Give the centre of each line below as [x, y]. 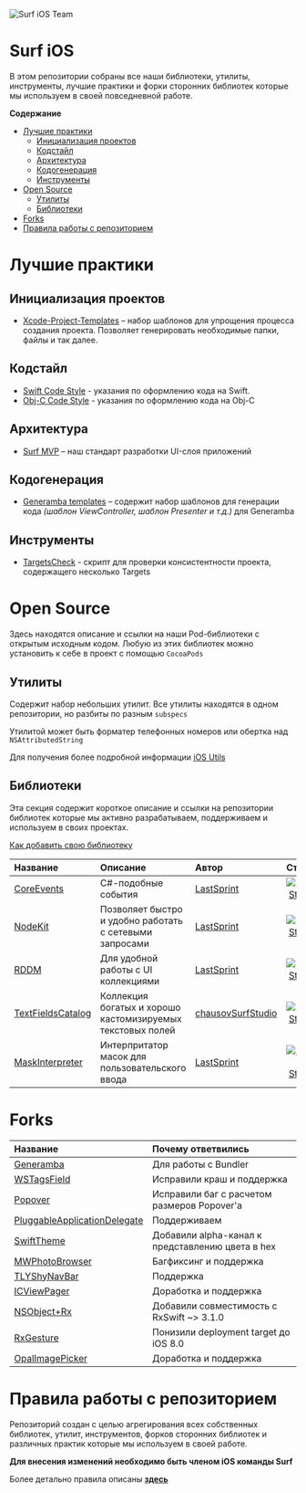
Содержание [36, 113]
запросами [125, 943]
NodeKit [31, 926]
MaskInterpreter [49, 1062]
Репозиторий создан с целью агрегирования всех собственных [134, 1424]
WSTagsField [42, 1179]
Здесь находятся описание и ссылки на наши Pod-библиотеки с [135, 634]
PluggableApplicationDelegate [79, 1220]
